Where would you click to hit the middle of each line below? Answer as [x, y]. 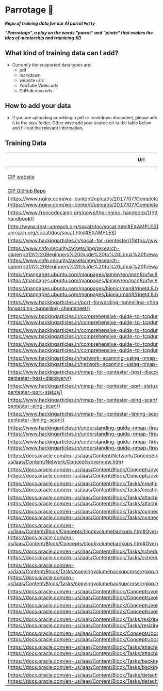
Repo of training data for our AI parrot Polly [50, 23]
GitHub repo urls [36, 90]
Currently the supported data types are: [52, 64]
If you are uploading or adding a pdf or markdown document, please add [85, 117]
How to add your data [38, 106]
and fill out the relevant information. [48, 128]
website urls [32, 80]
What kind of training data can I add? [62, 53]
